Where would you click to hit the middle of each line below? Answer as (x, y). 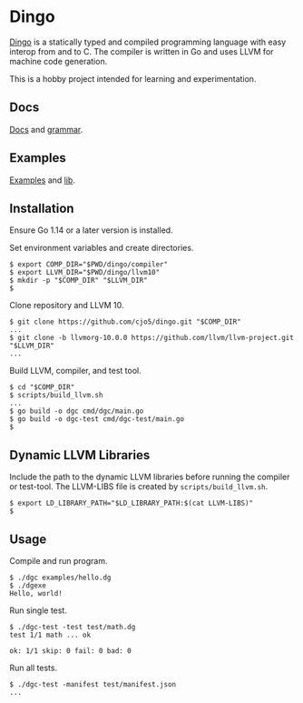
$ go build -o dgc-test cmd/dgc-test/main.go (97, 419)
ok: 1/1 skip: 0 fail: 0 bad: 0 (70, 651)
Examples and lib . (42, 180)
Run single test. (39, 610)
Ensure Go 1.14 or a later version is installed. (92, 230)
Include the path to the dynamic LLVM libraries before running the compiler (150, 477)
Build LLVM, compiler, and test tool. (76, 371)
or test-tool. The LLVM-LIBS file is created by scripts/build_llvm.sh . (139, 487)
